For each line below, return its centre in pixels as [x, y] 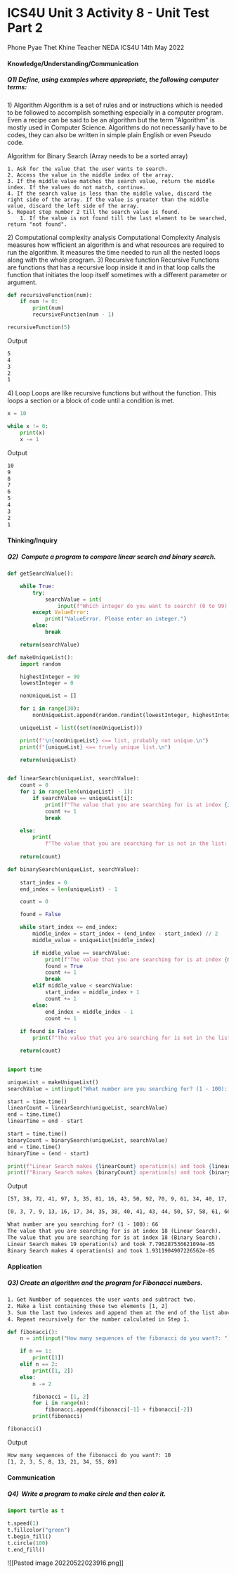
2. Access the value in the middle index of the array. [91, 175]
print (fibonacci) [58, 1416]
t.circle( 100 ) [28, 1543]
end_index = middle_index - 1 [89, 1012]
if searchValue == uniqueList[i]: [83, 799]
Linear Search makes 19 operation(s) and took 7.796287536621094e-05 [111, 1244]
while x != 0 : [28, 426]
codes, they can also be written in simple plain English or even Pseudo [109, 134]
